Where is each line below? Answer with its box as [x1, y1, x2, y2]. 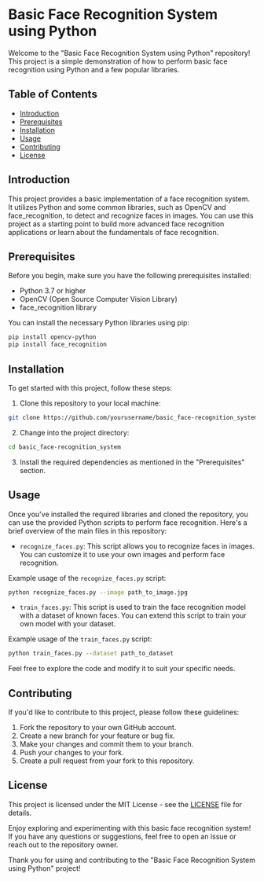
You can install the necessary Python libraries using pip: [8, 318, 190, 328]
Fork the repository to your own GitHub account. [19, 723, 177, 732]
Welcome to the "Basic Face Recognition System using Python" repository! [8, 48, 251, 57]
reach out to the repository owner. [8, 839, 119, 850]
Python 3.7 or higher [19, 286, 86, 296]
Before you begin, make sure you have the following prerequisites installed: [8, 271, 251, 281]
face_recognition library [19, 303, 97, 312]
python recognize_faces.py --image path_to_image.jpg [8, 588, 189, 597]
